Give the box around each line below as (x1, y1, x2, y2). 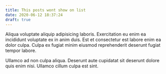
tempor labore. (5, 47, 37, 54)
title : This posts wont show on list (5, 7, 86, 13)
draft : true (5, 17, 31, 22)
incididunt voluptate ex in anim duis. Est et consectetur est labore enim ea (5, 36, 161, 43)
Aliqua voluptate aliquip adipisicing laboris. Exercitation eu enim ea (5, 31, 146, 38)
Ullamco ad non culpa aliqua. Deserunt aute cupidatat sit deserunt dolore (5, 58, 160, 64)
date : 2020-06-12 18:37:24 (5, 12, 63, 17)
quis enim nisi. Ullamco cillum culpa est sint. (5, 63, 99, 69)
